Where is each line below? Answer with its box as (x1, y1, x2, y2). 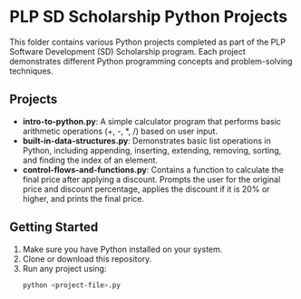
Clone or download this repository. (22, 253, 152, 264)
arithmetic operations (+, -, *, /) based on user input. (22, 125, 218, 136)
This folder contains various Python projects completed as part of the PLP (9, 36, 286, 47)
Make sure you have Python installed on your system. (22, 244, 223, 254)
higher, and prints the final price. (22, 193, 145, 204)
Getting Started (9, 220, 99, 235)
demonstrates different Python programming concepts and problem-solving (9, 55, 293, 66)
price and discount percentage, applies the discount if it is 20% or (22, 184, 270, 194)
